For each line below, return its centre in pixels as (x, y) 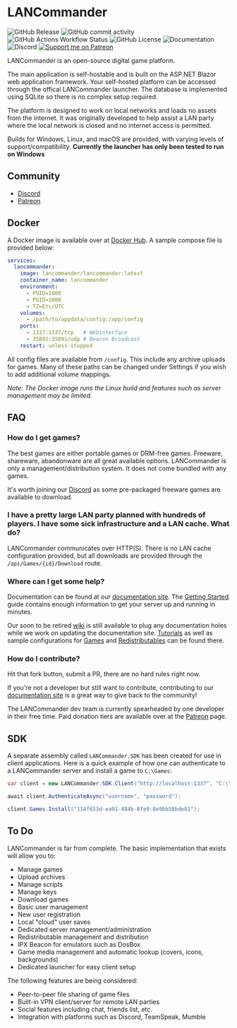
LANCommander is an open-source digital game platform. (91, 60)
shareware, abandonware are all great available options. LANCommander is (117, 460)
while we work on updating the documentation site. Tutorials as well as (110, 633)
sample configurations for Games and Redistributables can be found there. (116, 640)
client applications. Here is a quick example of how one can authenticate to (116, 763)
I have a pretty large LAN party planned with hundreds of (107, 515)
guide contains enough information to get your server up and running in (111, 604)
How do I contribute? (44, 659)
